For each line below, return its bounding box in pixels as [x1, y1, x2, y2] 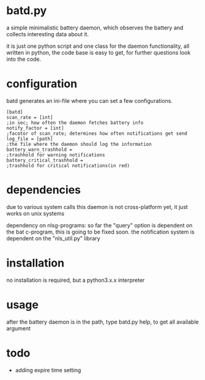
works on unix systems [6, 210, 65, 217]
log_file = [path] [6, 135, 53, 142]
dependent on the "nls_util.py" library [6, 234, 100, 242]
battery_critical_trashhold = [6, 157, 84, 163]
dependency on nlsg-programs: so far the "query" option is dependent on [6, 221, 193, 229]
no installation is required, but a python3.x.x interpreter [6, 276, 145, 284]
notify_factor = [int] [6, 125, 64, 131]
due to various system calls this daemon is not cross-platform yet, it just [6, 203, 188, 210]
